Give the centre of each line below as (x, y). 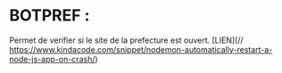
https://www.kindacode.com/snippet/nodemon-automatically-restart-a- (141, 49)
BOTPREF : (50, 16)
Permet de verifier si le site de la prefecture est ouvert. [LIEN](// (126, 40)
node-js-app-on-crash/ (52, 59)
